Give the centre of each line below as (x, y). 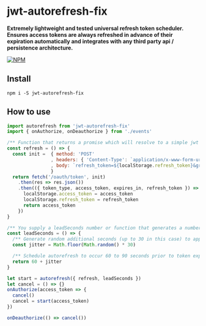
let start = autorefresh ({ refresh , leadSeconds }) (74, 278)
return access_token (49, 205)
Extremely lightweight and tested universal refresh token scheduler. (95, 28)
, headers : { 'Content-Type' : (89, 160)
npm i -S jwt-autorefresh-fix (46, 93)
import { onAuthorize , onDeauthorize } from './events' (79, 132)
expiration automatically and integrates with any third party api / (90, 41)
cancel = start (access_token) (51, 301)
